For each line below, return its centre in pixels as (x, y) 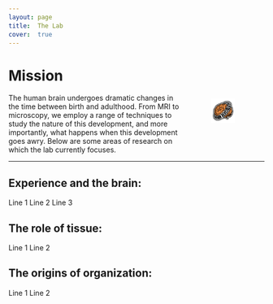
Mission (36, 75)
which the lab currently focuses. (62, 150)
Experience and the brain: (75, 183)
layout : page (30, 17)
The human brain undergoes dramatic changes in (91, 98)
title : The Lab (36, 26)
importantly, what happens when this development (93, 132)
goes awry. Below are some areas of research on (91, 141)
